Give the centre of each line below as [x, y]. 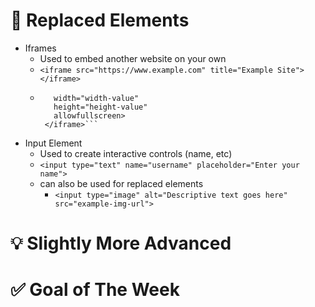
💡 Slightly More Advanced [121, 243]
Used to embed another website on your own [133, 58]
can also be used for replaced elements [121, 183]
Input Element [53, 143]
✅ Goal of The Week [95, 290]
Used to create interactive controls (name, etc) [136, 153]
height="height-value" [100, 107]
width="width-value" [96, 98]
